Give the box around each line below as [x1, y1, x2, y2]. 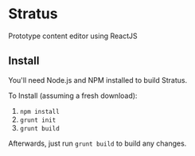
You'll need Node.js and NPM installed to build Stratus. [8, 75, 188, 84]
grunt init [19, 116, 57, 124]
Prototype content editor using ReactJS [8, 31, 138, 41]
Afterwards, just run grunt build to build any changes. [8, 138, 187, 148]
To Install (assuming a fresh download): [8, 91, 138, 100]
